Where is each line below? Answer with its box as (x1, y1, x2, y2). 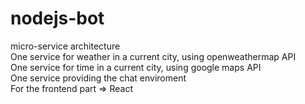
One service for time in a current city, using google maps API (10, 61, 262, 73)
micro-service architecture (10, 40, 121, 52)
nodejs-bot (10, 7, 105, 30)
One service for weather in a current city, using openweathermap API (10, 50, 297, 62)
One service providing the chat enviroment (10, 72, 187, 84)
